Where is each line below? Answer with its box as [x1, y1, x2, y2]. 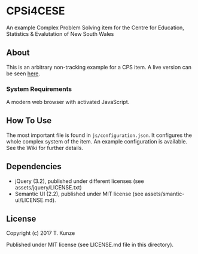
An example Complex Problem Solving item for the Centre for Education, [6, 24, 184, 31]
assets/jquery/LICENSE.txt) [14, 183, 82, 191]
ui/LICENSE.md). [14, 196, 56, 204]
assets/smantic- [144, 190, 185, 197]
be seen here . [6, 70, 41, 77]
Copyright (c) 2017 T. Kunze [6, 229, 75, 237]
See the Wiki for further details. [6, 144, 84, 151]
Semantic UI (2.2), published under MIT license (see [14, 190, 144, 197]
